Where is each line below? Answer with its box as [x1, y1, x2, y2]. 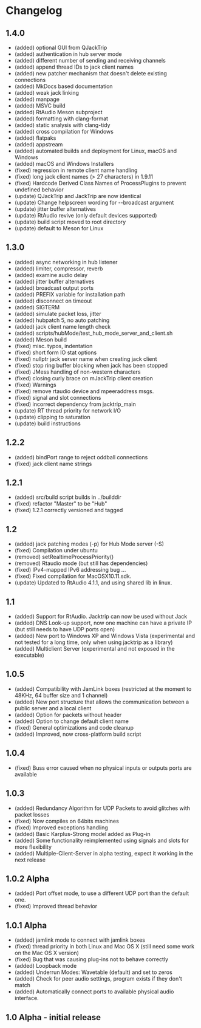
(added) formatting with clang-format [14, 115, 109, 122]
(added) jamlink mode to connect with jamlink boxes [14, 936, 145, 944]
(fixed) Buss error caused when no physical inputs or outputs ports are [14, 764, 192, 772]
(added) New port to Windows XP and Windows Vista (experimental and [14, 632, 196, 640]
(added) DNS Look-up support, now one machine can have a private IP [14, 619, 192, 626]
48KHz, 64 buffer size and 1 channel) [14, 691, 108, 699]
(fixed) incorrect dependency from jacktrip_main [14, 400, 136, 408]
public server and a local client [14, 704, 92, 711]
